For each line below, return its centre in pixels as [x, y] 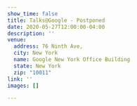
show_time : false [33, 14]
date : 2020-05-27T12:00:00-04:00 [56, 27]
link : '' [20, 79]
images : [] [23, 86]
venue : [17, 40]
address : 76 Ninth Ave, [48, 46]
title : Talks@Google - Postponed [56, 20]
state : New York [37, 66]
